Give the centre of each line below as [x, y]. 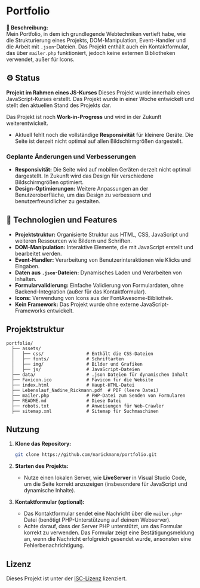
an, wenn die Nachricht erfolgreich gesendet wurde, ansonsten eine [107, 539]
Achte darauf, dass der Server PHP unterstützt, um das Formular [103, 526]
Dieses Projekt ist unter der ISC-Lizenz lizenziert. [67, 578]
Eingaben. [27, 266]
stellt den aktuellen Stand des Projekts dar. [59, 105]
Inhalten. [26, 278]
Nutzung [23, 429]
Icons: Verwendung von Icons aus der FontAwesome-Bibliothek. [94, 298]
